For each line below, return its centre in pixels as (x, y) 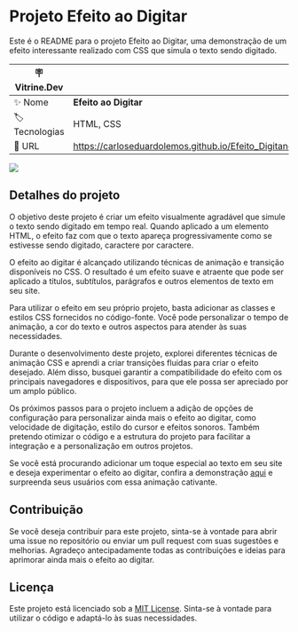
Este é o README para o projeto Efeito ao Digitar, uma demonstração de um (148, 41)
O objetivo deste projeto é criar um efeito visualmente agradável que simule (147, 217)
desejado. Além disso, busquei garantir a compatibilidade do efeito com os (145, 372)
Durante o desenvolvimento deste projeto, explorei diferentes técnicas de (143, 353)
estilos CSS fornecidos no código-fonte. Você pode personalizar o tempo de (149, 317)
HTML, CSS (97, 124)
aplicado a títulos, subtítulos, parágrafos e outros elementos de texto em (141, 280)
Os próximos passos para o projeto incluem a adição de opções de (132, 408)
